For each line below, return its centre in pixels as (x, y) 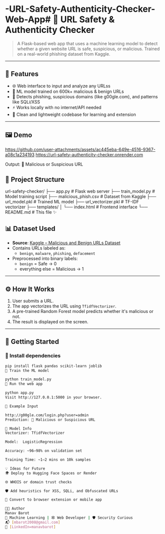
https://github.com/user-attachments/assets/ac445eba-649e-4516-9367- (80, 149)
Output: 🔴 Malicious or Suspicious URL (44, 164)
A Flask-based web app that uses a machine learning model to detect (87, 43)
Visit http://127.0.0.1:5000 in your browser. (54, 397)
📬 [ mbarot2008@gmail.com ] (33, 522)
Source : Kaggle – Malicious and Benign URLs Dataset (66, 243)
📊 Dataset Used (30, 229)
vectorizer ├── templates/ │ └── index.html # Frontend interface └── (77, 207)
